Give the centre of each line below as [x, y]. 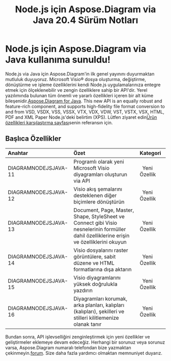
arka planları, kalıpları [99, 305]
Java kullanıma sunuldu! [58, 60]
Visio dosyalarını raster [101, 250]
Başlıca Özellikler [33, 139]
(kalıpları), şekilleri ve [99, 311]
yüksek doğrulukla [96, 284]
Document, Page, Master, [104, 210]
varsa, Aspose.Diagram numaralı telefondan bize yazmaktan [68, 347]
